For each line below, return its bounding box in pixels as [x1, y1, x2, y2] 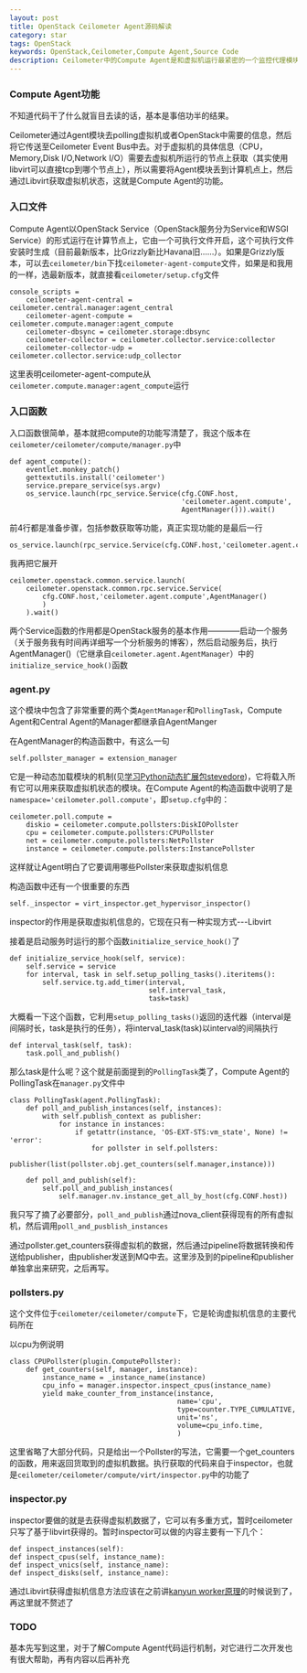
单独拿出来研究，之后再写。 [9, 1263, 114, 1274]
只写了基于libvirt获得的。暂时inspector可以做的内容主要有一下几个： [9, 1526, 267, 1537]
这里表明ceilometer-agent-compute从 [9, 368, 152, 380]
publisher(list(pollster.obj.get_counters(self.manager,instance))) [9, 1160, 276, 1169]
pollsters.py [9, 1286, 65, 1299]
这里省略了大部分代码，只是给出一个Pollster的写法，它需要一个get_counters [9, 1446, 295, 1457]
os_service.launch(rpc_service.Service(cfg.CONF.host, [26, 488, 239, 499]
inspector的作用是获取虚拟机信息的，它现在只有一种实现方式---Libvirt [9, 917, 272, 928]
